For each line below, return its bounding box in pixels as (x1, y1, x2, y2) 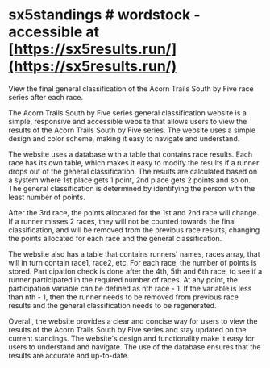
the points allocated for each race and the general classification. (8, 233, 222, 243)
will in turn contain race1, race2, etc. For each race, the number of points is (8, 257, 257, 267)
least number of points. (8, 192, 86, 202)
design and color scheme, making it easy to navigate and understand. (8, 133, 240, 143)
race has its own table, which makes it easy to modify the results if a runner (8, 157, 260, 167)
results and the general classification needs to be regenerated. (8, 300, 217, 310)
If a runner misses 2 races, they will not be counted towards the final (8, 216, 236, 226)
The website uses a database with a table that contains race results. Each (8, 149, 253, 159)
